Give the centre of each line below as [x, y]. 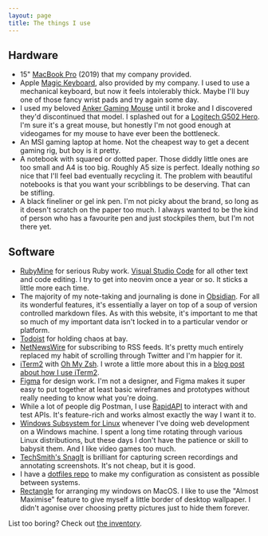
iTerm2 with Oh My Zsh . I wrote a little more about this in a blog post [132, 364]
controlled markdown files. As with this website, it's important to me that [138, 313]
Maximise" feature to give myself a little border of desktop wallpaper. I [135, 499]
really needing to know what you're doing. [89, 398]
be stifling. [37, 193]
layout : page [30, 16]
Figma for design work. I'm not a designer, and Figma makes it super [132, 381]
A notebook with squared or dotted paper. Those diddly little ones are [134, 159]
